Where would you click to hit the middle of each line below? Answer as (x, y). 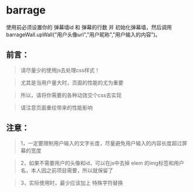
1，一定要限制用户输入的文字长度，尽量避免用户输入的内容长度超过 (101, 143)
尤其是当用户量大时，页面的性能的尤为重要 (72, 82)
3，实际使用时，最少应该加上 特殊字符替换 (72, 183)
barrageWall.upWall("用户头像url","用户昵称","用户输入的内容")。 (83, 34)
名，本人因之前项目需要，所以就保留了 (67, 170)
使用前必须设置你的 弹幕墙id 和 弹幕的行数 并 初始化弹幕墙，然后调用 (89, 27)
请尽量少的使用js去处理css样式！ (60, 70)
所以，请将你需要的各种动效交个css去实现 (71, 95)
